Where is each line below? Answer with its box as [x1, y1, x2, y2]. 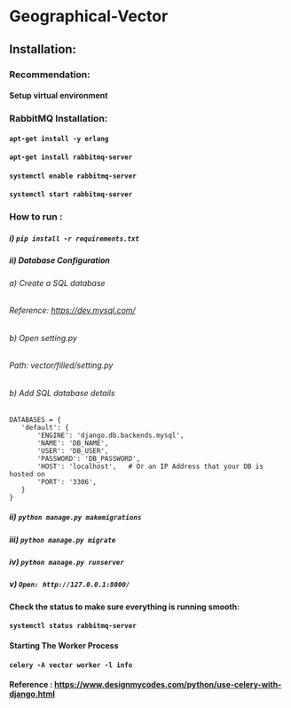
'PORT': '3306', [36, 477, 98, 486]
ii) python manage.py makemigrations [9, 512, 142, 522]
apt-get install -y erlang [9, 134, 109, 143]
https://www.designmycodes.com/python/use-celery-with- [54, 680, 282, 690]
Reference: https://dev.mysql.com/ [9, 305, 136, 316]
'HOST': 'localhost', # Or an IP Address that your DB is [36, 462, 264, 471]
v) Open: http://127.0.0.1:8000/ [9, 579, 130, 590]
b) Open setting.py [9, 332, 78, 343]
